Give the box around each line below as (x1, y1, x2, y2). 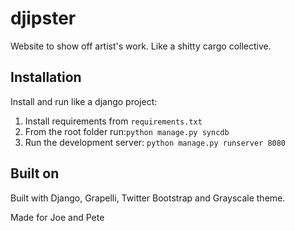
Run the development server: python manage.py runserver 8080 (24, 136, 287, 148)
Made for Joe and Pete (10, 211, 105, 223)
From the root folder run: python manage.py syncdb (24, 125, 230, 137)
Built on (10, 165, 60, 182)
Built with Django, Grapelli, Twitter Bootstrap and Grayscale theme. (10, 192, 286, 204)
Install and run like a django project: (10, 95, 158, 107)
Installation (10, 69, 82, 86)
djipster (10, 7, 77, 30)
